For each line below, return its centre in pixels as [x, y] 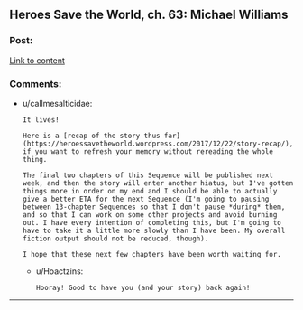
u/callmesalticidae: [57, 103]
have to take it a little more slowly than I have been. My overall [154, 230]
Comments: [36, 83]
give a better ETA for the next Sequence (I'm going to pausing [146, 199]
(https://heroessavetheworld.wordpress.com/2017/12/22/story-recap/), [158, 144]
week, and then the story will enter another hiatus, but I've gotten [158, 183]
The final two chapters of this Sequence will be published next [147, 175]
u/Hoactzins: [60, 271]
